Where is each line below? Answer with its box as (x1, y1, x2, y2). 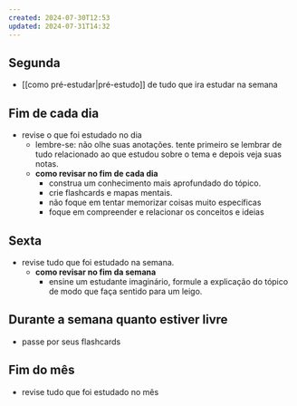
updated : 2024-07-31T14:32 (8, 22, 110, 31)
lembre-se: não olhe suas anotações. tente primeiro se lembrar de (34, 140, 283, 150)
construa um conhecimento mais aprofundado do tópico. (48, 178, 262, 188)
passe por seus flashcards (21, 336, 121, 347)
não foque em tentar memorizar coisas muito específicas (48, 197, 262, 208)
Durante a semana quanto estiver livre (8, 312, 228, 327)
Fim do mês (8, 362, 75, 378)
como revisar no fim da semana (34, 266, 157, 277)
